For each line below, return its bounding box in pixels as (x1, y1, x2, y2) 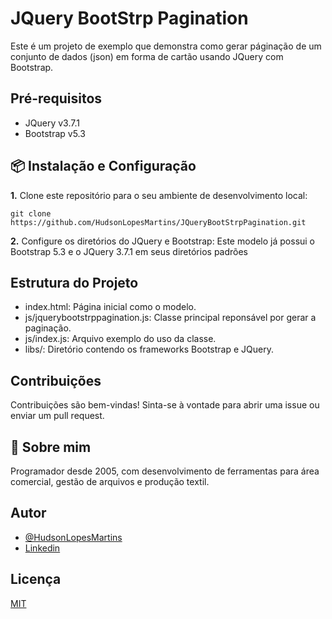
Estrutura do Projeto (10, 274, 139, 291)
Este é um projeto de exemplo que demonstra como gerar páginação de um (10, 40, 322, 52)
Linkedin (24, 542, 61, 554)
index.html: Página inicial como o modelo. (24, 301, 197, 313)
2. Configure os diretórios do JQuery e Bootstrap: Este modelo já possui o (10, 235, 316, 247)
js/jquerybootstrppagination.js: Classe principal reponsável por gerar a (24, 312, 317, 324)
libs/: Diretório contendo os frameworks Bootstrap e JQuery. (24, 343, 274, 356)
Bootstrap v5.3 (24, 127, 86, 139)
